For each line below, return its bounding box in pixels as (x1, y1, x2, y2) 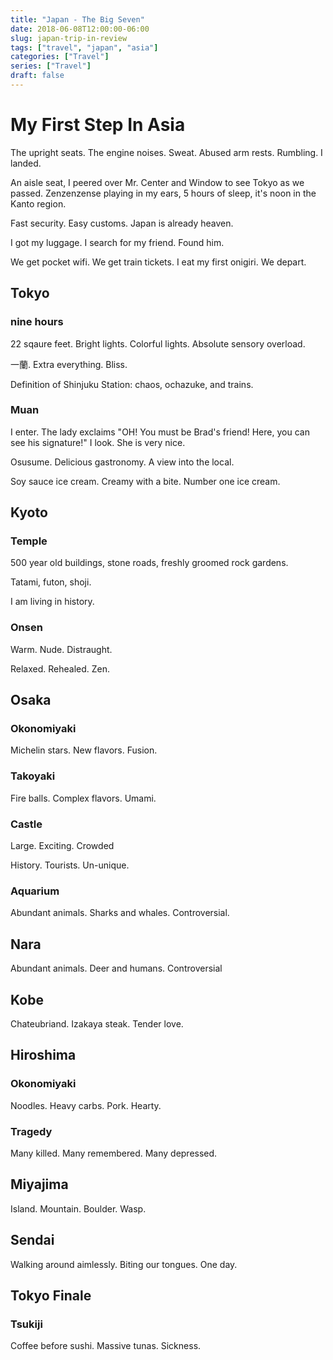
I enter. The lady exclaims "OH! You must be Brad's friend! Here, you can (10, 426, 310, 438)
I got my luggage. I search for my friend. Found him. (10, 236, 225, 248)
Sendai (10, 1232, 55, 1249)
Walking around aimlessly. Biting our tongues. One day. (10, 1258, 238, 1270)
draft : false (10, 71, 65, 81)
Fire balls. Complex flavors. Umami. (10, 792, 157, 804)
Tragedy (10, 1124, 53, 1138)
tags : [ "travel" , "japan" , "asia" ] (10, 42, 159, 53)
